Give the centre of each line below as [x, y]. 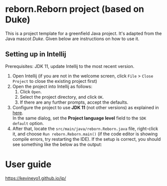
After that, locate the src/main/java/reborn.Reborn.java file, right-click [85, 128]
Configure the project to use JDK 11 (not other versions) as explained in [85, 107]
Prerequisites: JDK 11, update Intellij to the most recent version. [70, 66]
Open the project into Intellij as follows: [52, 86]
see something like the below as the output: [57, 144]
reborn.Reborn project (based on [75, 9]
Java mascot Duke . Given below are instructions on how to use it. [72, 39]
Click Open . [31, 92]
